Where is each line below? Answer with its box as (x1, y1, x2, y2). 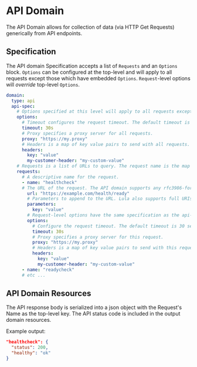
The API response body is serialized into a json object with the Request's (6, 304, 182, 311)
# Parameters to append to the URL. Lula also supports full (27, 196, 180, 202)
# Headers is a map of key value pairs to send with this (32, 245, 177, 251)
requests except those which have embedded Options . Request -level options (6, 74, 191, 81)
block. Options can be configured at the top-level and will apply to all (6, 69, 172, 76)
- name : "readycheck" (21, 267, 75, 273)
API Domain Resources (6, 288, 91, 298)
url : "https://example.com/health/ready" (27, 191, 130, 196)
